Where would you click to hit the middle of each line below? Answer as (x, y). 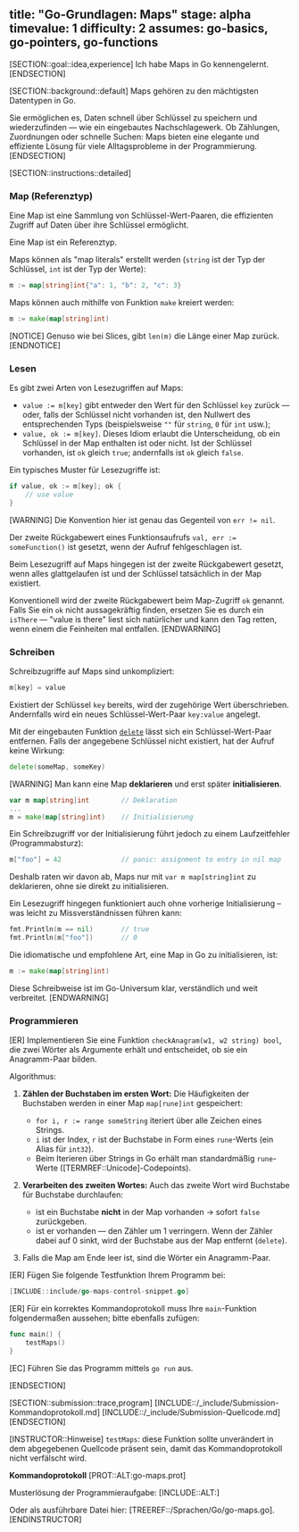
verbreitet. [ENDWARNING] (59, 997)
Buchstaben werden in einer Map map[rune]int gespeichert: (133, 1103)
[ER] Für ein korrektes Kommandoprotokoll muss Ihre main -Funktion (133, 1309)
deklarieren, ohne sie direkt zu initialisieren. (89, 887)
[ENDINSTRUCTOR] (46, 1519)
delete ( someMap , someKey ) (57, 767)
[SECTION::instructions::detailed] (70, 172)
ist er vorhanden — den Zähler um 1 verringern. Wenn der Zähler (154, 1231)
